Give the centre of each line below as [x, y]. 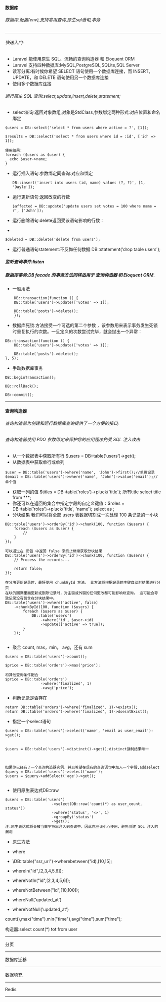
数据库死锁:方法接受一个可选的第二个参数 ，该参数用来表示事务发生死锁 [85, 325]
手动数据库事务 [27, 368]
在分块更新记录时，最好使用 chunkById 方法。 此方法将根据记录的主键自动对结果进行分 [83, 582]
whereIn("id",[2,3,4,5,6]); [38, 870]
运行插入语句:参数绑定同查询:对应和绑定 [52, 173]
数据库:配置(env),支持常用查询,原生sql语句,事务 [53, 20]
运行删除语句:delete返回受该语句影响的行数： [58, 220]
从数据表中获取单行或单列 [38, 462]
